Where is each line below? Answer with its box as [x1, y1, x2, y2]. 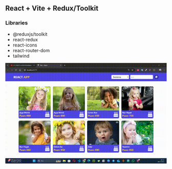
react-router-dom [12, 47, 50, 53]
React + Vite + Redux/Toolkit [5, 4, 99, 13]
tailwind [12, 53, 30, 59]
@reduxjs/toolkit [12, 31, 48, 37]
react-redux [12, 36, 38, 42]
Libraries [5, 19, 28, 27]
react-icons [12, 42, 37, 48]
